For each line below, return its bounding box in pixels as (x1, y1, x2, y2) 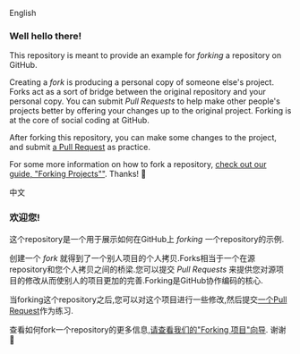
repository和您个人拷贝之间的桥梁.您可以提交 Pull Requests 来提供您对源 (9, 264, 277, 274)
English (9, 8, 37, 18)
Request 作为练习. (9, 305, 73, 316)
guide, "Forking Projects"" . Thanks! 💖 (9, 169, 147, 180)
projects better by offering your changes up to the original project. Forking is (9, 105, 292, 116)
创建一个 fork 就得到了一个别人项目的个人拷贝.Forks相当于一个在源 (9, 252, 255, 263)
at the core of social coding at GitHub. (9, 115, 150, 126)
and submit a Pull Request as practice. (9, 142, 150, 153)
